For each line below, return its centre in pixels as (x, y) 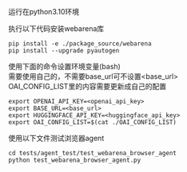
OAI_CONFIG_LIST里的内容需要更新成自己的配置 (87, 86)
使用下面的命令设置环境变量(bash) (65, 66)
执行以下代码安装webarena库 (56, 29)
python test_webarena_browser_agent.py (75, 160)
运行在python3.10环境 (44, 12)
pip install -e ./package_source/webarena (80, 44)
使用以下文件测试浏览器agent (56, 138)
